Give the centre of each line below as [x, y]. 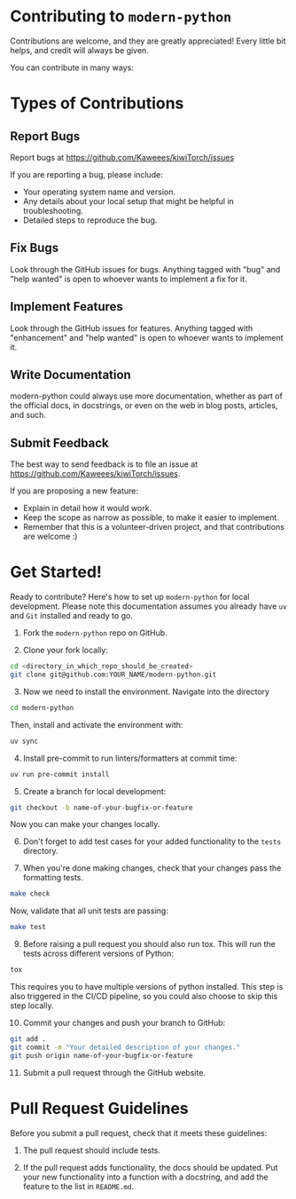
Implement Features [66, 307]
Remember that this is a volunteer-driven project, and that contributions [153, 527]
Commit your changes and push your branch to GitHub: [124, 1023]
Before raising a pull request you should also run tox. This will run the [149, 944]
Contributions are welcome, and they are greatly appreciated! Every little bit [148, 41]
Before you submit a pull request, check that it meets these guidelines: [139, 1132]
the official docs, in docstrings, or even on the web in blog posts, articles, [144, 406]
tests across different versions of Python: [98, 954]
